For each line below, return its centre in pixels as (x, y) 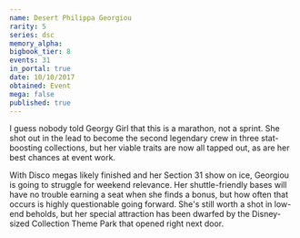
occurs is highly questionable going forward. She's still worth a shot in (141, 204)
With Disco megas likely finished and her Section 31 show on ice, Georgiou (149, 175)
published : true (40, 103)
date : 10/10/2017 (42, 78)
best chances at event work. (63, 158)
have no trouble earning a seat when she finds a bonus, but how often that (149, 195)
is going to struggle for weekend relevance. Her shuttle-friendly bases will (148, 185)
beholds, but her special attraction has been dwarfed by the (138, 214)
